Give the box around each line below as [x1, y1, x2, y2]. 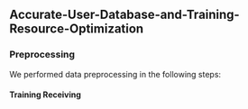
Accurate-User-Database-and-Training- [9, 7, 241, 23]
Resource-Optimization [9, 22, 144, 37]
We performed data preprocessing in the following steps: [9, 68, 222, 79]
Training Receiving [9, 89, 81, 100]
